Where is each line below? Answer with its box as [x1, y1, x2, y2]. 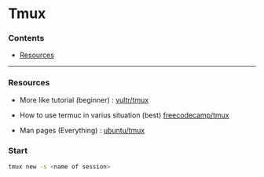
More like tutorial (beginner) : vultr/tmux [19, 95, 149, 104]
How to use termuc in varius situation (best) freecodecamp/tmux [19, 110, 229, 120]
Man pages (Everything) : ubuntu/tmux [19, 125, 145, 135]
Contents [8, 33, 45, 44]
